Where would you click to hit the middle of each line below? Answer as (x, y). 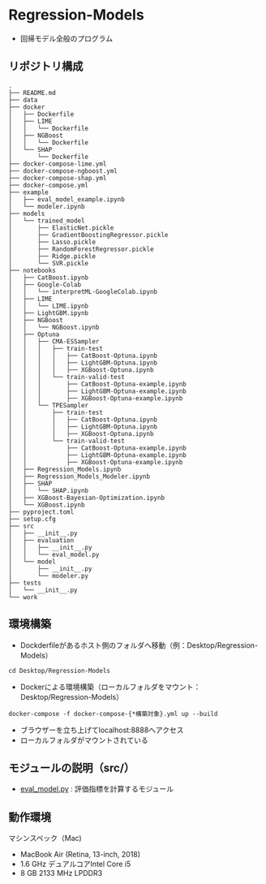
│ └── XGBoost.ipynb (47, 505)
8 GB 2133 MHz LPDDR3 (61, 873)
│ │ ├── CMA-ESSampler (54, 341)
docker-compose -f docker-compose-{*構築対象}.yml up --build (113, 714)
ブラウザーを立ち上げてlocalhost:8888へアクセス (102, 730)
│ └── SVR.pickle (49, 263)
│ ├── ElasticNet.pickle (61, 228)
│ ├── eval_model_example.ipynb (67, 199)
